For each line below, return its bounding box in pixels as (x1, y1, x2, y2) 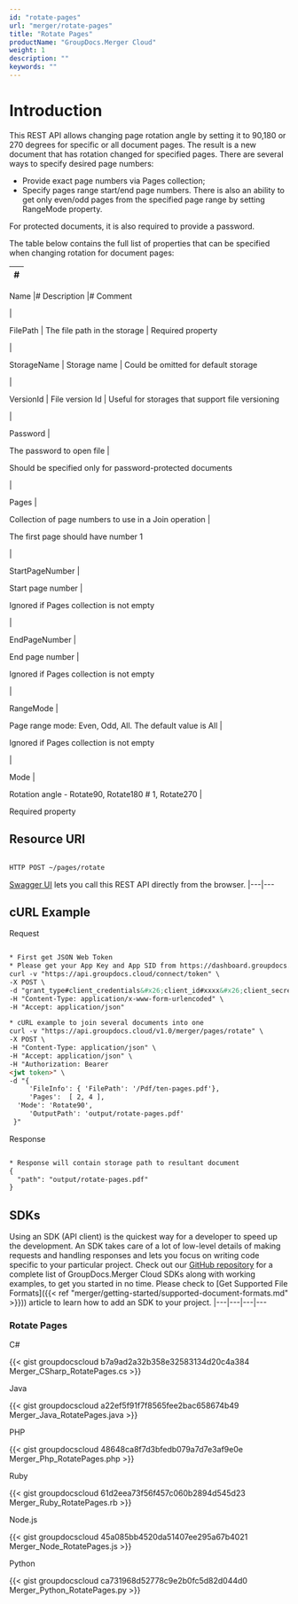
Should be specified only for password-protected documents (9, 462, 233, 473)
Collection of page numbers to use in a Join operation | (9, 513, 211, 524)
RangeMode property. (21, 203, 103, 214)
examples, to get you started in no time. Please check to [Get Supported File (9, 1279, 288, 1289)
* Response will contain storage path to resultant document (9, 1158, 240, 1167)
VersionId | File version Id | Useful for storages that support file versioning (9, 394, 279, 404)
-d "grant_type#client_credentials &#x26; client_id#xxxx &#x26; (9, 986, 244, 995)
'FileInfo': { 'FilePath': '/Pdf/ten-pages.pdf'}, (28, 1084, 220, 1093)
